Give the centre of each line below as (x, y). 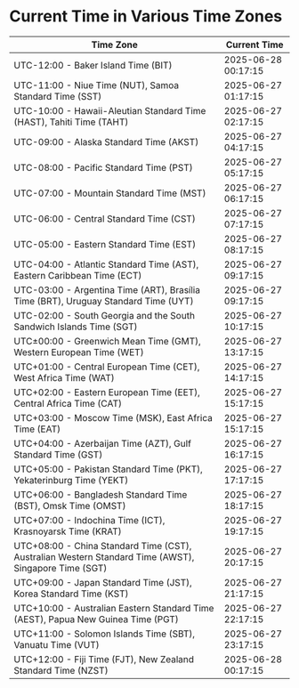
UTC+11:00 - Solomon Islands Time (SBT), (105, 634)
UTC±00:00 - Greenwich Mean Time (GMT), (108, 341)
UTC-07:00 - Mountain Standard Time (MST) (110, 193)
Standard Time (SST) (58, 96)
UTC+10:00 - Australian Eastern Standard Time (114, 608)
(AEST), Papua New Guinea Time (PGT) (97, 619)
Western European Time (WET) (79, 352)
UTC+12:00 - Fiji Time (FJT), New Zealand (104, 659)
